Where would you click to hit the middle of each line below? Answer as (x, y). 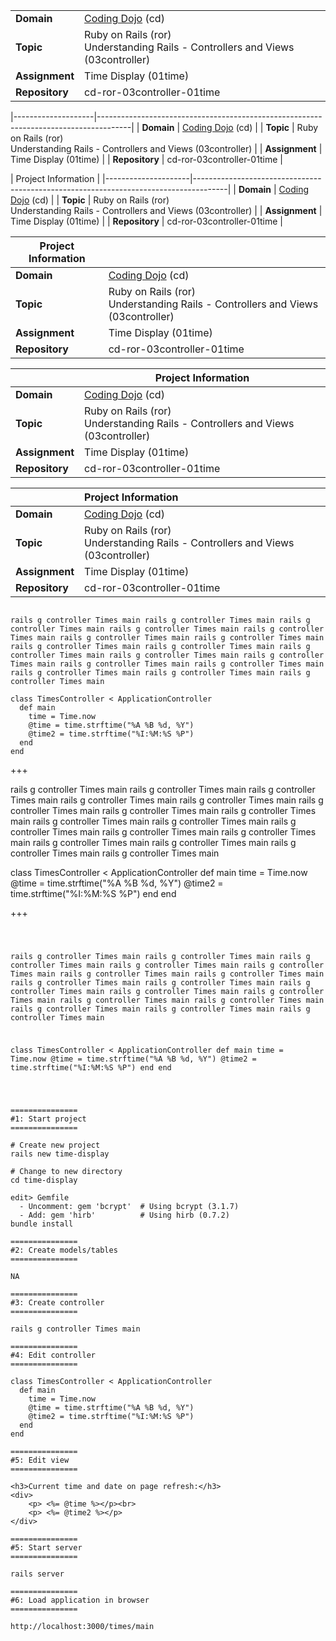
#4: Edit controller (53, 1355)
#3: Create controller (57, 1302)
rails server (37, 1574)
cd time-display (44, 1180)
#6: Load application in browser (80, 1600)
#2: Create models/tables (64, 1250)
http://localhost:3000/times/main (82, 1626)
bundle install (42, 1224)
